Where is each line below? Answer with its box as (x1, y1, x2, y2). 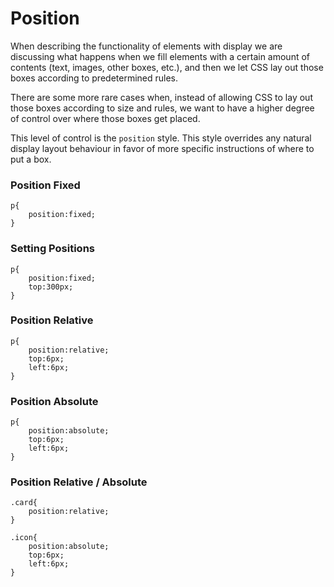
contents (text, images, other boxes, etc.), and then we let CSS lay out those (10, 61, 324, 73)
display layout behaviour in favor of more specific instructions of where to (10, 142, 315, 154)
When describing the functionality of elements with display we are (10, 40, 283, 52)
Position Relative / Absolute (10, 475, 148, 489)
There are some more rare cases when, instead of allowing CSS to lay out (10, 91, 313, 103)
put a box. (10, 153, 52, 165)
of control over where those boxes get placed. (10, 112, 201, 124)
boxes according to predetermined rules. (10, 72, 179, 84)
